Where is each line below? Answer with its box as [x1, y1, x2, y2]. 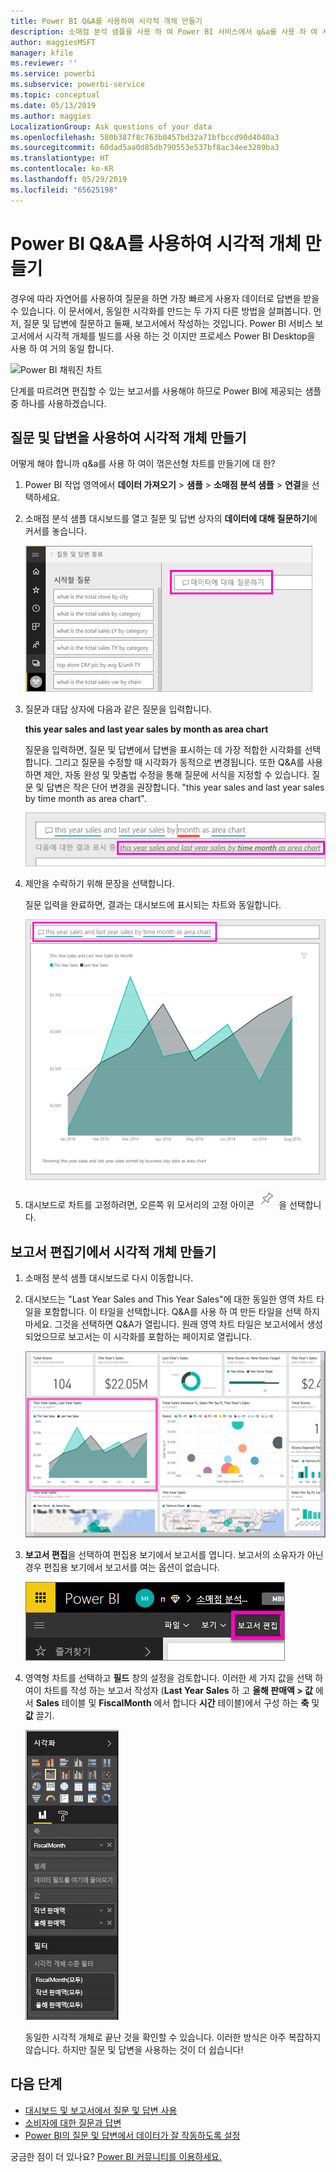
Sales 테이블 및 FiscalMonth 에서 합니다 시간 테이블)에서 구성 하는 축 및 [35, 1696, 320, 1709]
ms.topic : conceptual [10, 90, 101, 100]
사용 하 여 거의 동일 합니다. [10, 342, 115, 354]
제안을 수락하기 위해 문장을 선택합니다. [24, 877, 175, 889]
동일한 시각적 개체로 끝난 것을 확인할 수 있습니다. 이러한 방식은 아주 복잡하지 [24, 2031, 322, 2043]
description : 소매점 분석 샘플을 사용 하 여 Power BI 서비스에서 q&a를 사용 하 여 [10, 26, 318, 37]
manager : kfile [10, 48, 74, 58]
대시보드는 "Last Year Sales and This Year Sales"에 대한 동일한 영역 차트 [24, 1293, 315, 1305]
